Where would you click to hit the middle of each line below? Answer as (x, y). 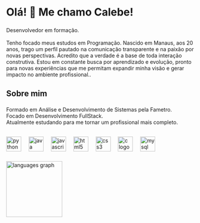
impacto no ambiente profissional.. (49, 75)
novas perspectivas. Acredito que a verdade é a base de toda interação (94, 55)
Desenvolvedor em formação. (43, 30)
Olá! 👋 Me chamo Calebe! (70, 12)
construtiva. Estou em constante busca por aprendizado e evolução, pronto (99, 62)
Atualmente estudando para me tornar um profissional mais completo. (92, 122)
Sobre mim (27, 93)
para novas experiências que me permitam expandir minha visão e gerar (95, 69)
